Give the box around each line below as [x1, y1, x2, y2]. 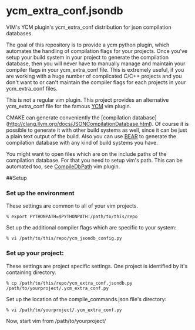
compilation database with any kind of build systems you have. [6, 139, 159, 146]
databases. [6, 29, 33, 36]
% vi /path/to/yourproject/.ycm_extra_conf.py [6, 307, 122, 313]
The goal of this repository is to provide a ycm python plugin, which [6, 41, 170, 48]
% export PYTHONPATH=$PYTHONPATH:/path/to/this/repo [6, 214, 138, 220]
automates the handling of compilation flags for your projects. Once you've [6, 47, 188, 54]
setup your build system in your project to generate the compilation [6, 54, 169, 61]
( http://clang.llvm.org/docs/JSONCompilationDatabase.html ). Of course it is [6, 120, 189, 127]
